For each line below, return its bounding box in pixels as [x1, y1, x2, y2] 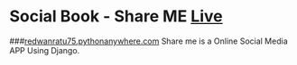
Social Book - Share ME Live [9, 6, 223, 27]
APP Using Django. [9, 45, 80, 55]
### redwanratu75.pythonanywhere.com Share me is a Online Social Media [9, 36, 288, 46]
